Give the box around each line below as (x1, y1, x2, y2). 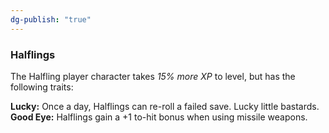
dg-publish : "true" (10, 14, 92, 25)
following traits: (10, 81, 74, 93)
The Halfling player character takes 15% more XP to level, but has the (10, 70, 296, 82)
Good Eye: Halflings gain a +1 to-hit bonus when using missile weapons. (10, 111, 308, 123)
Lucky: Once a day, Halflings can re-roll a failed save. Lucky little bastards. (10, 100, 320, 112)
